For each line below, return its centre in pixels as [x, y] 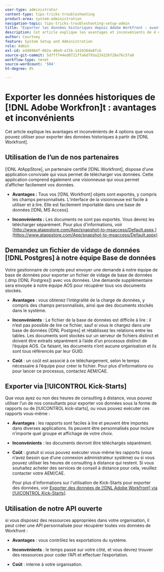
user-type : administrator [31, 10]
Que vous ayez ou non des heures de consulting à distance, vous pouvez [79, 398]
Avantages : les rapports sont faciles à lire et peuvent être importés [80, 423]
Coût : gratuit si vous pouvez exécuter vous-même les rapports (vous [82, 453]
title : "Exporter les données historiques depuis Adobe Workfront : [76, 28]
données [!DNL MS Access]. [41, 210]
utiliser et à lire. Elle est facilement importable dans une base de [76, 205]
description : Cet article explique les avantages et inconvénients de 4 [81, 32]
